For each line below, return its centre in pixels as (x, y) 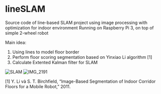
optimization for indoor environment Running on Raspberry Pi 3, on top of (80, 27)
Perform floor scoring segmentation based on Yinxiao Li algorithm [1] (82, 57)
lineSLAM (25, 9)
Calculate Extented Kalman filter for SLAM (55, 62)
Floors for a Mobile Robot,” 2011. (38, 86)
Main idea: (16, 42)
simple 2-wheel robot (27, 33)
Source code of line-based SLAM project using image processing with (76, 23)
